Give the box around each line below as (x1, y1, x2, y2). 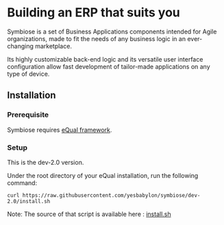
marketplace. (35, 42, 72, 50)
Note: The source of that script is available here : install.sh (7, 210, 171, 218)
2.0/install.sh (7, 198, 51, 204)
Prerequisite (7, 110, 49, 120)
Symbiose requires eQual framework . (7, 125, 112, 134)
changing (7, 42, 34, 50)
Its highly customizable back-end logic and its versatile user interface (7, 55, 203, 63)
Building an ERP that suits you (7, 5, 180, 21)
